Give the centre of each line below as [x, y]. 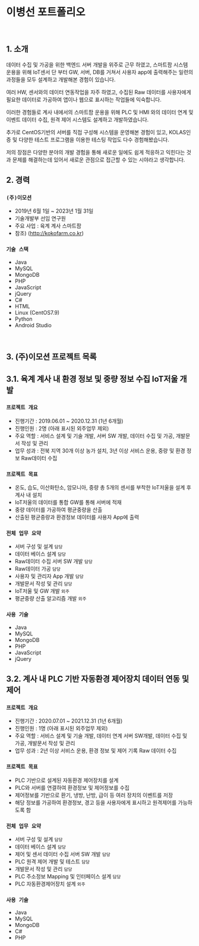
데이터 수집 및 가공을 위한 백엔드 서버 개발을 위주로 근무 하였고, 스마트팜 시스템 [97, 64]
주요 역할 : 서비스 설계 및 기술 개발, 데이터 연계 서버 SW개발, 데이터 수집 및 [101, 736]
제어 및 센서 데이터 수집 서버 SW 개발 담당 [63, 854]
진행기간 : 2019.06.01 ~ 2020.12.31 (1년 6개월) [69, 421]
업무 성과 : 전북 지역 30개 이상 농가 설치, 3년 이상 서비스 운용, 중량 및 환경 [100, 450]
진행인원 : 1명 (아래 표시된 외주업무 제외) [61, 729]
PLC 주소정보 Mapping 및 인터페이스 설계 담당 [68, 876]
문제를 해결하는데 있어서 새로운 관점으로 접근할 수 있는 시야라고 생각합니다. [99, 159]
